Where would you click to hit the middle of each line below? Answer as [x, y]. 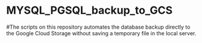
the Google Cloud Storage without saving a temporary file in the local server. [101, 33]
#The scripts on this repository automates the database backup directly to [98, 27]
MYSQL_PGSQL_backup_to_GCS [90, 10]
